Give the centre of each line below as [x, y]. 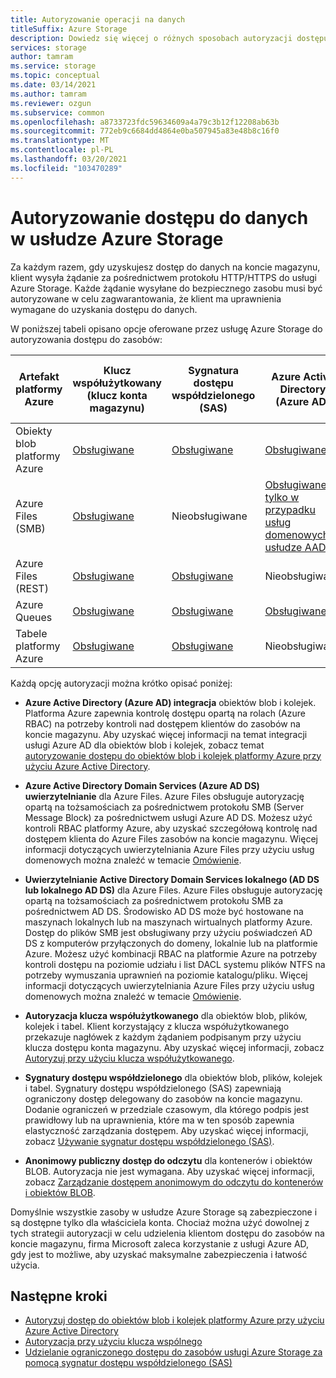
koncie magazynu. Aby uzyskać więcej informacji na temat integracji [166, 734]
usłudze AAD [295, 547]
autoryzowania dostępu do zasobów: [86, 339]
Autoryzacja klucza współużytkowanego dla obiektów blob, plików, [166, 1015]
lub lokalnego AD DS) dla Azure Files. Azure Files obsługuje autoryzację [173, 890]
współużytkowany [117, 383]
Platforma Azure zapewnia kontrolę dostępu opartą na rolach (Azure [165, 713]
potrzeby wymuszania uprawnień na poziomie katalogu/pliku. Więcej [166, 975]
